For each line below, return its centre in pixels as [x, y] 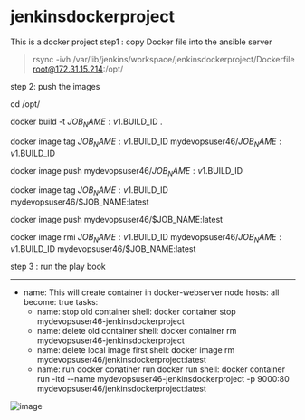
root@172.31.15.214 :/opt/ [78, 69]
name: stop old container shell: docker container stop [136, 311]
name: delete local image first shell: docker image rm [136, 349]
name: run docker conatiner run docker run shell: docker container [161, 369]
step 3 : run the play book [58, 266]
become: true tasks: [61, 301]
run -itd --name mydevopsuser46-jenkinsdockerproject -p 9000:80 [163, 378]
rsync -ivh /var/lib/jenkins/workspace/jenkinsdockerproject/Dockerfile [163, 59]
